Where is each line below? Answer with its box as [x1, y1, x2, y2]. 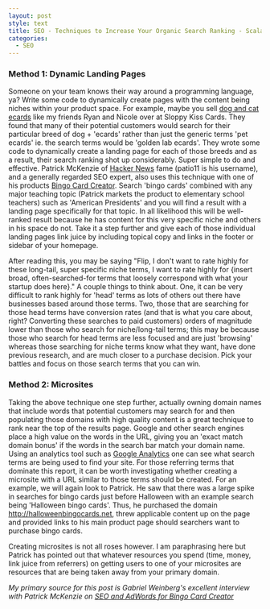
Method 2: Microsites [8, 379, 94, 391]
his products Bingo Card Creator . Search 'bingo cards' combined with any [8, 180, 253, 190]
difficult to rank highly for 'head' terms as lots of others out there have [8, 291, 241, 300]
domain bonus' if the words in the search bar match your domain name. [8, 440, 245, 449]
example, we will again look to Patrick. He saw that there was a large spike [8, 483, 255, 492]
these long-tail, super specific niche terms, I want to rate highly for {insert [8, 265, 253, 275]
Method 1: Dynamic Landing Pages [8, 68, 146, 80]
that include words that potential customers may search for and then [8, 406, 235, 416]
